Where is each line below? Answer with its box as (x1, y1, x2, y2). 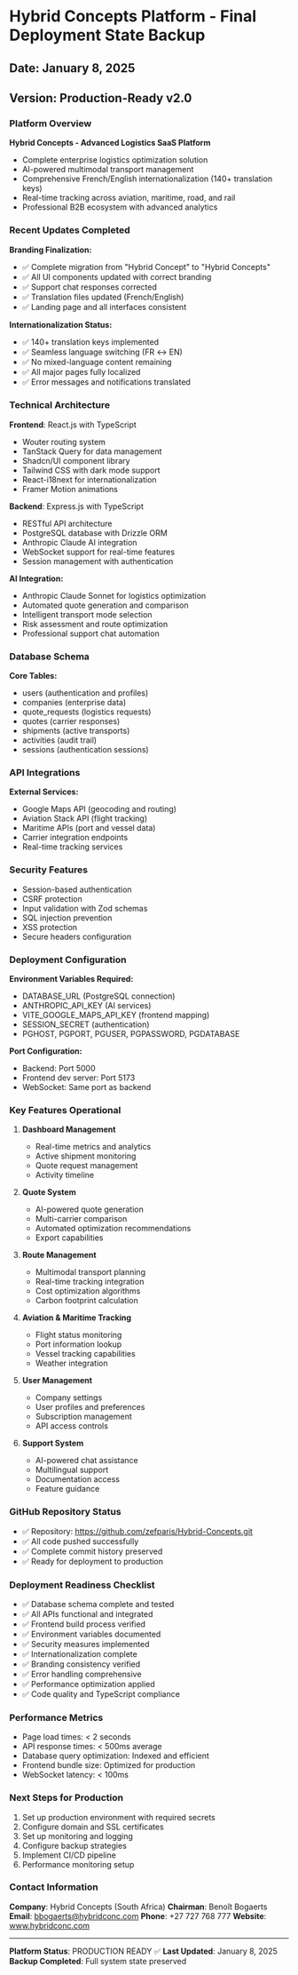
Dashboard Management (21, 1124, 116, 1135)
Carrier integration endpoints (21, 832, 129, 843)
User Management (21, 1375, 93, 1386)
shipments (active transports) (21, 726, 130, 737)
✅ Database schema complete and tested (21, 1598, 175, 1609)
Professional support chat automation (21, 628, 160, 639)
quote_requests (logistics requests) (21, 706, 152, 717)
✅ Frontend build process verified (21, 1619, 146, 1629)
